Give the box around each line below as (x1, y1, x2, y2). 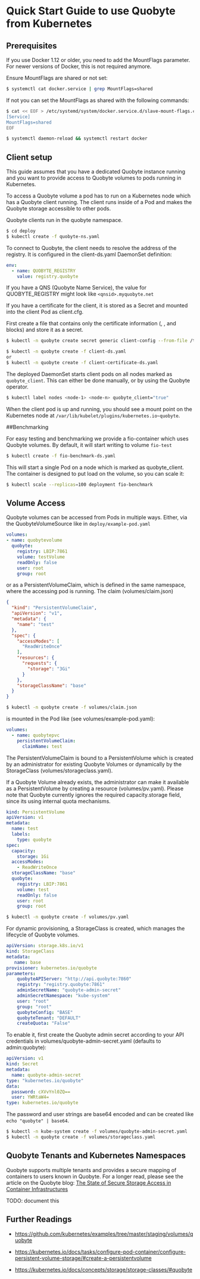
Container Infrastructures (6, 1185, 68, 1192)
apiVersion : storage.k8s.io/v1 (6, 943, 84, 949)
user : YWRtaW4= (11, 1094, 49, 1101)
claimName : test (21, 743, 62, 750)
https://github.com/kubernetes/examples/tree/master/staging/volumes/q (14, 1230, 193, 1237)
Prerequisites (6, 41, 57, 51)
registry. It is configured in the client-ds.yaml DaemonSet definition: (6, 251, 172, 258)
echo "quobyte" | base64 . (6, 1117, 70, 1124)
